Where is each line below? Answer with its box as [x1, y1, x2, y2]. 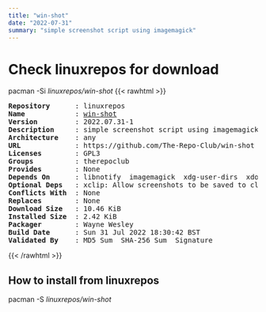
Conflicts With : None [8, 189, 101, 197]
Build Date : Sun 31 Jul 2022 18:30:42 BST [8, 228, 200, 237]
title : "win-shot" [8, 11, 69, 20]
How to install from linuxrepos [8, 273, 160, 287]
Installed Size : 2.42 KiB [8, 212, 117, 221]
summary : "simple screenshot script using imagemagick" [8, 26, 196, 34]
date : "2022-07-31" [8, 19, 73, 27]
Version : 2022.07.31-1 [8, 118, 134, 126]
